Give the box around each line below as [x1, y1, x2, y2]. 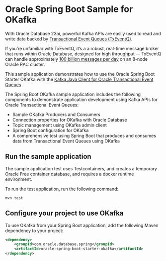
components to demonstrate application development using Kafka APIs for [5, 96, 158, 103]
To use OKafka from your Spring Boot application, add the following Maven [5, 222, 159, 228]
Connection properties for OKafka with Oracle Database [12, 117, 127, 123]
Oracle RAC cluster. [5, 61, 45, 67]
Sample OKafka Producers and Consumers [12, 111, 100, 118]
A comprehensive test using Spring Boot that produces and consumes [12, 132, 157, 138]
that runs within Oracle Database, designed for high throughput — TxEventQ [5, 51, 162, 57]
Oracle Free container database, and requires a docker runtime [5, 171, 134, 177]
